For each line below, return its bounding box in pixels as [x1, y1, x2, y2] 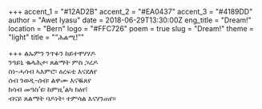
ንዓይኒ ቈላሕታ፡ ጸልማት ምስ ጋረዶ [8, 58, 99, 67]
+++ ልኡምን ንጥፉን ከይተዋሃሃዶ [8, 48, 96, 58]
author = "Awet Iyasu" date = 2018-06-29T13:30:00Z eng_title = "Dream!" [8, 15, 252, 25]
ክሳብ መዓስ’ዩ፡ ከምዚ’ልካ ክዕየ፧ [8, 84, 88, 94]
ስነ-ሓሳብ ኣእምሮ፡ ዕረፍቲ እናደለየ [8, 67, 98, 75]
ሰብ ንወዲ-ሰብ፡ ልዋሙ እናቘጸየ [8, 75, 92, 85]
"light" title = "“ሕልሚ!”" [8, 32, 85, 42]
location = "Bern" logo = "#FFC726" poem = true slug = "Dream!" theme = [8, 24, 255, 33]
